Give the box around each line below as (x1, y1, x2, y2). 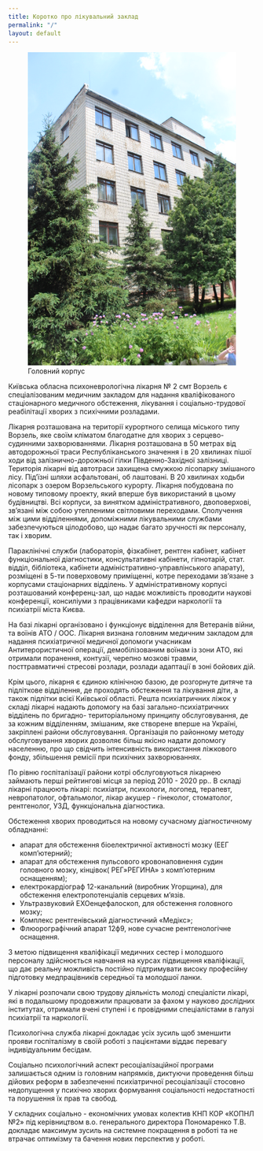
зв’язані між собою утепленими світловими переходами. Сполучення (8, 506, 243, 515)
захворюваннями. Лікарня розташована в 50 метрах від (46, 439, 237, 448)
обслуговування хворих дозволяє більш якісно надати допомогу (8, 736, 226, 745)
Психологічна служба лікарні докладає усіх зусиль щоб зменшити (8, 1028, 232, 1038)
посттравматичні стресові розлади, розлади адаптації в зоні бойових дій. (8, 662, 256, 671)
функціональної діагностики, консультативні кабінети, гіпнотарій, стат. (8, 555, 245, 564)
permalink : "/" (8, 20, 58, 29)
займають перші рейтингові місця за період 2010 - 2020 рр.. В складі (8, 776, 242, 785)
